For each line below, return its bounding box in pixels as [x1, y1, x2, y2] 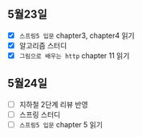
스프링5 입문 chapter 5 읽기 [18, 119, 103, 129]
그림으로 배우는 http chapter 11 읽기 [18, 51, 130, 60]
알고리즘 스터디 [18, 40, 67, 50]
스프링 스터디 [18, 110, 61, 119]
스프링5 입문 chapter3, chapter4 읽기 [18, 31, 135, 40]
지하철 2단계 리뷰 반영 [18, 99, 89, 109]
